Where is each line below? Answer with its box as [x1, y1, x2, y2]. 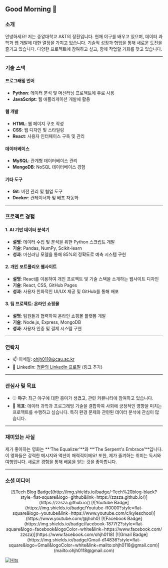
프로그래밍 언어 [5, 78, 35, 84]
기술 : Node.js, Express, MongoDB [12, 319, 81, 325]
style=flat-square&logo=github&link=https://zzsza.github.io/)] [20, 494, 147, 500]
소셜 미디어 [5, 477, 30, 484]
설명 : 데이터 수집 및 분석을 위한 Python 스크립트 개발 [12, 239, 115, 245]
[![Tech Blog [10, 489, 36, 495]
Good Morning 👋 [5, 5, 57, 14]
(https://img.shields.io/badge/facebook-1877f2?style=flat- [24, 521, 144, 527]
